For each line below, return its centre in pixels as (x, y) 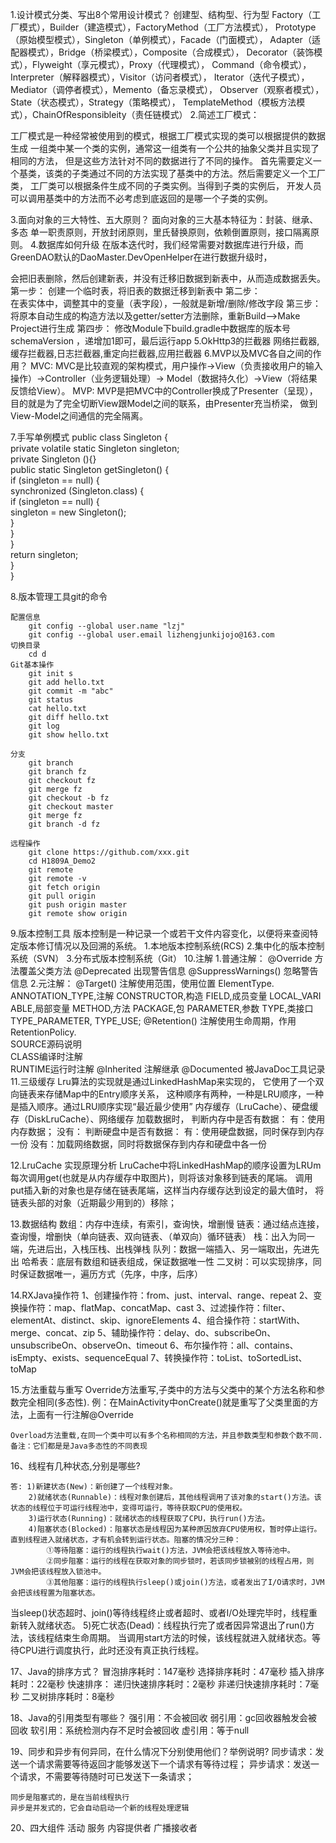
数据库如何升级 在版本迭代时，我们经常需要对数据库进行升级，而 (171, 244)
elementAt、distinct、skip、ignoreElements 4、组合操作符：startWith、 (158, 1320)
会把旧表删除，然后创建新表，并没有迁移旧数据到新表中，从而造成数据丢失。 (168, 278)
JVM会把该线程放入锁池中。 (58, 1572)
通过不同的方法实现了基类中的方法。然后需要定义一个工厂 (207, 173)
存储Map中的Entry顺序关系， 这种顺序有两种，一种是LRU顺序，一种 (184, 1094)
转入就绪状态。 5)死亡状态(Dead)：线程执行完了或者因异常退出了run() (162, 1625)
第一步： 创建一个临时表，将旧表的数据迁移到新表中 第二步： (135, 291)
